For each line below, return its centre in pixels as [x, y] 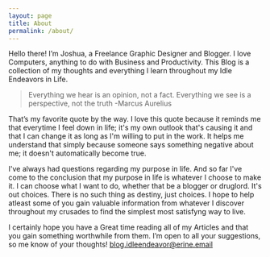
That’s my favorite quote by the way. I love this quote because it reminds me [135, 119]
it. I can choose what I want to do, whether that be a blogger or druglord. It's [135, 186]
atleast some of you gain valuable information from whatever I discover [126, 203]
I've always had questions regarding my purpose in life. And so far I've [125, 169]
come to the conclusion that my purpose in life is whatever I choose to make [135, 177]
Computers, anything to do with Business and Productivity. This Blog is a [129, 62]
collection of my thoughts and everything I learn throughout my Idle [120, 71]
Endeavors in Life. [38, 79]
